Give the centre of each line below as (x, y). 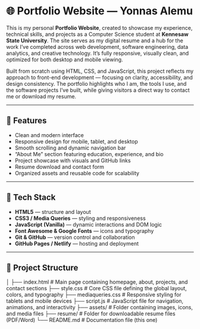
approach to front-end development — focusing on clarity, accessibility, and (100, 77)
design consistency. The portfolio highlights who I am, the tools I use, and (96, 83)
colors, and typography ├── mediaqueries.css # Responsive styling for (94, 295)
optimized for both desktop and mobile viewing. (65, 59)
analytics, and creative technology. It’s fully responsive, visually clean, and (98, 53)
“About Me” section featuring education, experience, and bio (89, 154)
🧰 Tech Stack (31, 198)
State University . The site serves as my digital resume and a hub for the (95, 41)
